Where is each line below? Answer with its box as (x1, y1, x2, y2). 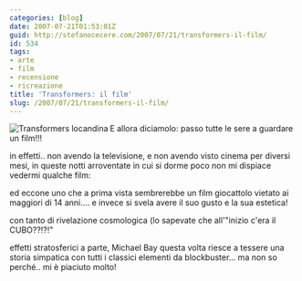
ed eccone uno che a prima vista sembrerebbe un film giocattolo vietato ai (9, 188, 289, 199)
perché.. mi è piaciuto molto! (9, 262, 117, 273)
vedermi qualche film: (9, 170, 91, 181)
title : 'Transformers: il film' (9, 89, 132, 99)
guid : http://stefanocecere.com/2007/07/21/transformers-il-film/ (9, 30, 267, 39)
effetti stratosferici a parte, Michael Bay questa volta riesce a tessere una (9, 243, 285, 254)
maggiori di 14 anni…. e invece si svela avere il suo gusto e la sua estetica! (9, 197, 288, 208)
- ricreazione (9, 81, 64, 90)
